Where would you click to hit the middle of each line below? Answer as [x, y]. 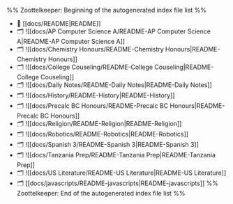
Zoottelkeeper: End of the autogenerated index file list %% [101, 193]
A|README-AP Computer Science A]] [71, 41]
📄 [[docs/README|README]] [59, 23]
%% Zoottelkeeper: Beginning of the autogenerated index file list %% [107, 10]
